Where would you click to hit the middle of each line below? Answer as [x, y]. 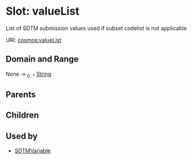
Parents [21, 94]
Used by [22, 136]
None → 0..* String [29, 75]
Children [22, 115]
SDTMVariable [33, 151]
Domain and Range [42, 59]
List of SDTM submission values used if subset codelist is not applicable [96, 28]
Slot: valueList [43, 11]
